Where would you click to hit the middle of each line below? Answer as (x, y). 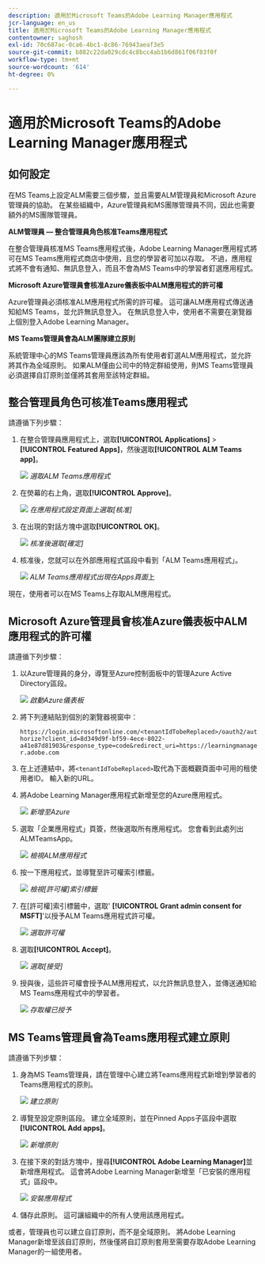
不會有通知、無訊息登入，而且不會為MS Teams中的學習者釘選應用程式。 (140, 268)
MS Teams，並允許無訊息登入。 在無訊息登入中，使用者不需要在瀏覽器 (137, 311)
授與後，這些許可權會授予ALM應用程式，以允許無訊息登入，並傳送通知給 (138, 983)
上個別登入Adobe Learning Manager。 (70, 321)
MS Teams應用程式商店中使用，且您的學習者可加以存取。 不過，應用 (134, 258)
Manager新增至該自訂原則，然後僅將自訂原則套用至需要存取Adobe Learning (132, 1242)
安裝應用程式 (51, 1198)
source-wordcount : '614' (49, 67)
